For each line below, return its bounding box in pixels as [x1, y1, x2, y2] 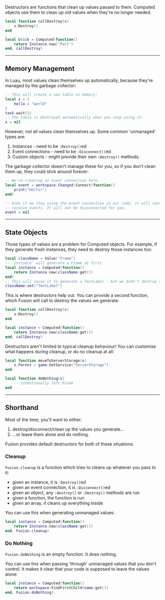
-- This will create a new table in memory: [5, 92, 98, 98]
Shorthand [5, 403, 38, 412]
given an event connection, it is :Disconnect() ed [12, 484, 110, 490]
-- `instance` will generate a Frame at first [5, 261, 102, 266]
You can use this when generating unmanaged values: [5, 509, 115, 515]
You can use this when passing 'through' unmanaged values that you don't [5, 561, 157, 567]
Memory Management [5, 64, 75, 73]
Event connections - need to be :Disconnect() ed [12, 149, 111, 155]
